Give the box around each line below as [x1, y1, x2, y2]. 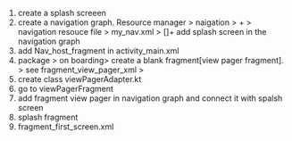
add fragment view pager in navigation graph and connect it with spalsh [17, 93, 283, 104]
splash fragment [17, 112, 79, 122]
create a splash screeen [17, 8, 107, 18]
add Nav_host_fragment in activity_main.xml [17, 46, 179, 56]
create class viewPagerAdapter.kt [17, 74, 142, 84]
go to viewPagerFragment [17, 84, 114, 94]
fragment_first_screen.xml [17, 121, 114, 132]
